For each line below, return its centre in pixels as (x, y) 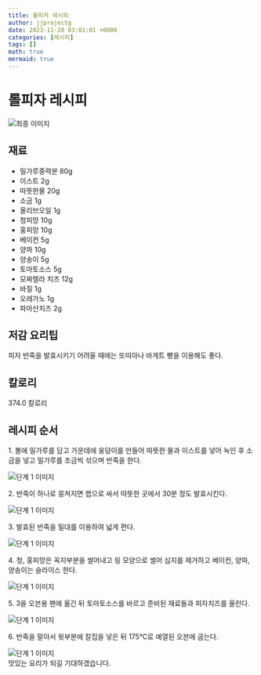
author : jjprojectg (40, 23)
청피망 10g (36, 220)
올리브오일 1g (40, 210)
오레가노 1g (37, 298)
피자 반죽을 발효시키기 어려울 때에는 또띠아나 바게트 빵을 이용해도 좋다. (116, 356)
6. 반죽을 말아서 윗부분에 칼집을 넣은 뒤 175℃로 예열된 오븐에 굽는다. (113, 637)
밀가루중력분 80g (46, 171)
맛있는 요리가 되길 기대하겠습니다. (60, 663)
